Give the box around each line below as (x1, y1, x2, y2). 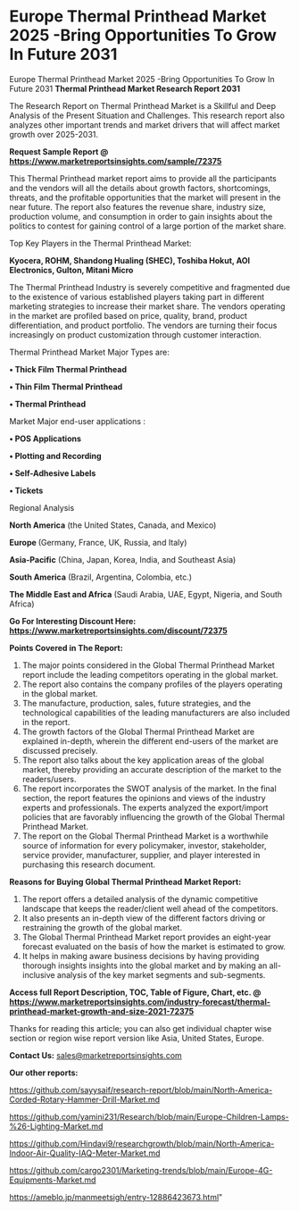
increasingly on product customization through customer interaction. (9, 329, 262, 340)
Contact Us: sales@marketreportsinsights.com (9, 1049, 183, 1060)
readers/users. (21, 773, 77, 784)
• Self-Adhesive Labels (9, 467, 96, 479)
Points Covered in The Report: (9, 642, 123, 653)
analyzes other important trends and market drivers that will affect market (9, 119, 280, 130)
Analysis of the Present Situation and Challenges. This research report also (9, 110, 286, 121)
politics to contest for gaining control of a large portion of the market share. (9, 221, 287, 231)
